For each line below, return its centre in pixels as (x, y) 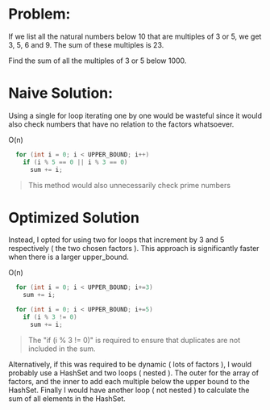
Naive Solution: (61, 93)
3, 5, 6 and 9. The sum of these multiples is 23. (86, 44)
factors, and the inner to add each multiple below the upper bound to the (129, 381)
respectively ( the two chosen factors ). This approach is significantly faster (134, 249)
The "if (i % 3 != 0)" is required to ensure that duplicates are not (134, 340)
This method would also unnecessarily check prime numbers (129, 185)
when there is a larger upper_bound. (69, 257)
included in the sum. (62, 349)
